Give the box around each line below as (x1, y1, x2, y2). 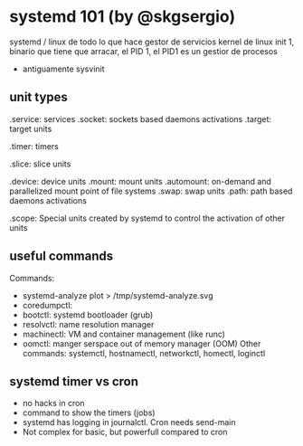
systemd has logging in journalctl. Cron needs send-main (22, 417, 237, 428)
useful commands (9, 249, 114, 264)
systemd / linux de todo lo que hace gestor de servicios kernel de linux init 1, (9, 36, 295, 47)
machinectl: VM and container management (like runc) (22, 328, 226, 339)
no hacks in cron (22, 398, 85, 409)
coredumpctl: (22, 299, 73, 310)
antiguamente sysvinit (22, 63, 106, 74)
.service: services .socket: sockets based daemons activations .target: (9, 113, 272, 124)
